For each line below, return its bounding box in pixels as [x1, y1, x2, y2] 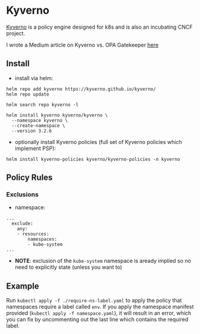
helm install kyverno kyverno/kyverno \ [6, 112, 109, 118]
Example [6, 281, 39, 291]
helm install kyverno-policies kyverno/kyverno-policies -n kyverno [6, 156, 180, 162]
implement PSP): [14, 145, 56, 152]
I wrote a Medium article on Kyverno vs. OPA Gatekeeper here [6, 41, 159, 48]
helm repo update [6, 91, 50, 97]
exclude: [11, 220, 33, 227]
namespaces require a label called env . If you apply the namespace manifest [6, 303, 194, 311]
